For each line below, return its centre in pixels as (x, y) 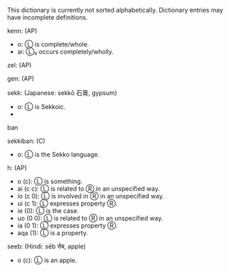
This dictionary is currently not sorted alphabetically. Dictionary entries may (115, 10)
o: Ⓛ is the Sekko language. (58, 154)
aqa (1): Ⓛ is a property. (53, 233)
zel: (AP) (19, 65)
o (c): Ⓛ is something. (50, 181)
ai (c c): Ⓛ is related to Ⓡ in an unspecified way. (89, 189)
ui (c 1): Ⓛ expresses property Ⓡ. (67, 203)
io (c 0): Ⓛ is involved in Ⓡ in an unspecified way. (90, 196)
